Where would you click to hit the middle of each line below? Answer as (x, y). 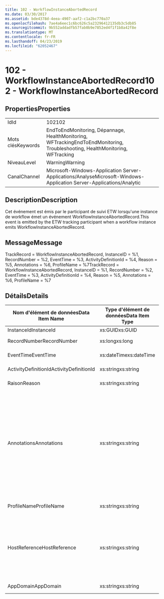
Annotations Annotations (35, 443)
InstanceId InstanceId (32, 330)
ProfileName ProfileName (36, 506)
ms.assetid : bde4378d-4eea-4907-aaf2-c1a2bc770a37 (58, 19)
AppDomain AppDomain (35, 586)
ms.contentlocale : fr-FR (30, 37)
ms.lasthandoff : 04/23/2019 (34, 42)
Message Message (34, 243)
